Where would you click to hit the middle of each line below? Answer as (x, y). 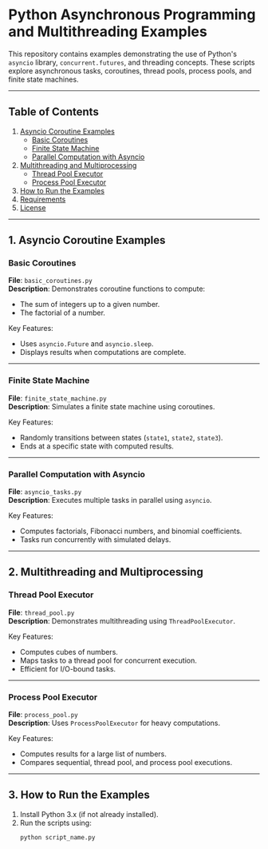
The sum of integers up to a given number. (90, 305)
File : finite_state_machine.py (57, 398)
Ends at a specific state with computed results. (97, 446)
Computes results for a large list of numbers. (93, 754)
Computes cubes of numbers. (69, 652)
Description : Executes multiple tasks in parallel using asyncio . (110, 500)
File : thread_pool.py (41, 612)
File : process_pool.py (43, 715)
